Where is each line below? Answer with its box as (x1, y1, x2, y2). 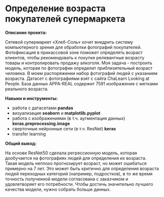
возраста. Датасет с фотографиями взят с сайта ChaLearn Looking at (5, 75, 150, 81)
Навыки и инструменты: (5, 95, 58, 101)
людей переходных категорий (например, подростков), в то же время (5, 171, 153, 176)
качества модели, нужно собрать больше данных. (5, 186, 111, 192)
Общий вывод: (5, 140, 37, 146)
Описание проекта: (5, 29, 47, 35)
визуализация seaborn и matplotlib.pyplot (12, 110, 101, 116)
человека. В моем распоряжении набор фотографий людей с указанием (5, 70, 158, 76)
